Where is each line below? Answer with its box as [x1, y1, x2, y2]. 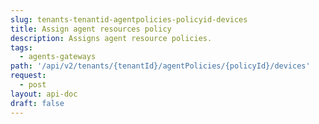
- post [19, 80, 47, 90]
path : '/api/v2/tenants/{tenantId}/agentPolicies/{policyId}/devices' [10, 61, 311, 71]
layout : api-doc [10, 89, 78, 99]
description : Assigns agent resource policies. [10, 33, 213, 43]
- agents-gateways [19, 52, 97, 62]
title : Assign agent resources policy [10, 24, 172, 34]
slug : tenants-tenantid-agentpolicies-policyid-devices [10, 14, 248, 25]
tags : [10, 42, 33, 53]
